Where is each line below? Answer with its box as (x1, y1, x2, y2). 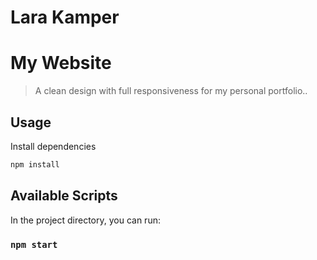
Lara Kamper (10, 6, 120, 29)
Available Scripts (10, 187, 118, 205)
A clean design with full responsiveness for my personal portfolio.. (34, 85, 308, 97)
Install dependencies (10, 140, 97, 152)
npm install (10, 159, 60, 170)
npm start (10, 239, 58, 250)
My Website (10, 52, 112, 75)
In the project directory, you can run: (10, 214, 161, 226)
